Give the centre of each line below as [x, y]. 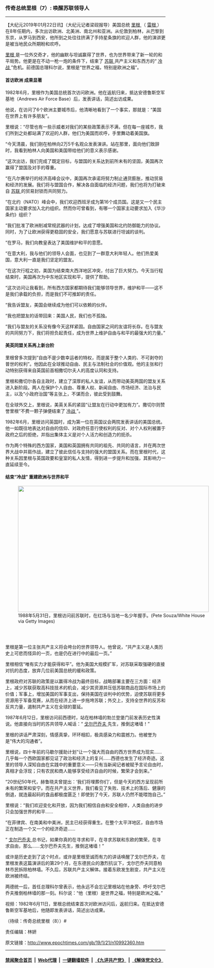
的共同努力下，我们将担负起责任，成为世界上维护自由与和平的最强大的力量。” [85, 333]
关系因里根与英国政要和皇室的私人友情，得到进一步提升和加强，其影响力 [85, 458]
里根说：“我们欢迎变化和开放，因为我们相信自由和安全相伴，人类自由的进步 [84, 805]
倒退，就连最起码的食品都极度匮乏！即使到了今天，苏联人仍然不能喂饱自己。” [85, 794]
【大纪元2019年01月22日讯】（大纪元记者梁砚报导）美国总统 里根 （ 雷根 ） [84, 25]
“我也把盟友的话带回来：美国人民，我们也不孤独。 [58, 315]
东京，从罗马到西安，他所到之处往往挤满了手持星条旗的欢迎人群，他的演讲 [83, 38]
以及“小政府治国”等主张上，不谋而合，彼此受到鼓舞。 [70, 394]
